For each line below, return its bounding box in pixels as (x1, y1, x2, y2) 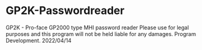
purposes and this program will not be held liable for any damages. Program (5, 30, 196, 37)
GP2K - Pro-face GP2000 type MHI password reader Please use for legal (5, 24, 189, 31)
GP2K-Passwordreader (5, 4, 125, 18)
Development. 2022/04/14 (5, 37, 72, 44)
